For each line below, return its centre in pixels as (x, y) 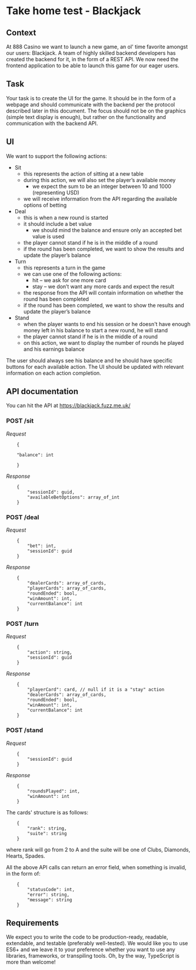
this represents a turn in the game (64, 268)
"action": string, (50, 652)
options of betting (45, 205)
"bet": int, (42, 546)
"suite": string (47, 833)
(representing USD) (56, 192)
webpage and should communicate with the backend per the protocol (91, 104)
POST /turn (23, 623)
